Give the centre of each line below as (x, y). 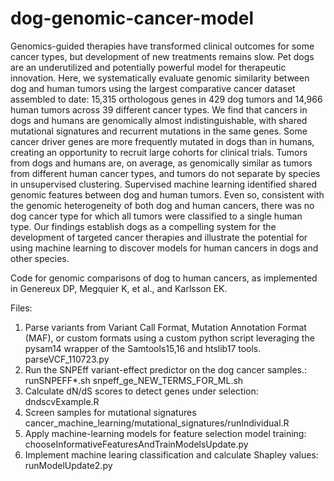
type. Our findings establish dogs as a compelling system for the (143, 226)
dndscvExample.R (62, 401)
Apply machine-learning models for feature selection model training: (165, 433)
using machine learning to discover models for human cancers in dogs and (164, 248)
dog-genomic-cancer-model (132, 18)
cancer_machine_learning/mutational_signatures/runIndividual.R (157, 423)
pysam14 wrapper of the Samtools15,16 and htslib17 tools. (143, 348)
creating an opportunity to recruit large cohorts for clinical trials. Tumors (159, 152)
